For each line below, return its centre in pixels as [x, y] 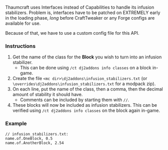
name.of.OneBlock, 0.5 [29, 138]
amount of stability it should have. [48, 95]
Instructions [21, 46]
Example [16, 124]
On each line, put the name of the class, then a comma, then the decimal [88, 89]
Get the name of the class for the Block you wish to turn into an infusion [87, 57]
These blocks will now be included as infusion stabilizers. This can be [85, 105]
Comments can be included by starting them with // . [74, 100]
